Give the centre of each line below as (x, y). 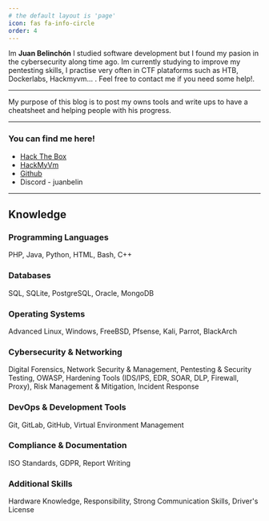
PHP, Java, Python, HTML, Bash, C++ (70, 255)
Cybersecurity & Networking (65, 352)
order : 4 (23, 30)
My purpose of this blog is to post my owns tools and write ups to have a (128, 102)
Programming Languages (59, 237)
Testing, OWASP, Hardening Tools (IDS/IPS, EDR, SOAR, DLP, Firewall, (124, 378)
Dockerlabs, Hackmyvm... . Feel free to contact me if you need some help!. (131, 79)
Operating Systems (47, 313)
